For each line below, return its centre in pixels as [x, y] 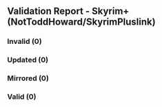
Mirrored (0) [28, 78]
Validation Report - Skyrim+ [68, 11]
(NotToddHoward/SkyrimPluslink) [82, 22]
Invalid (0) [25, 42]
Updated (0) [28, 60]
